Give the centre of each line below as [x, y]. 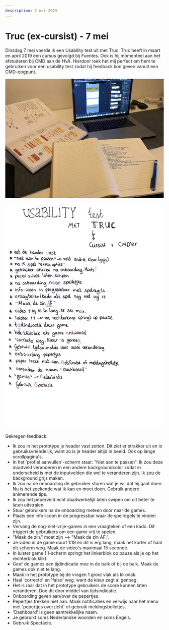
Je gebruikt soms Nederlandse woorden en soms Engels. [72, 617]
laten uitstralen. [28, 505]
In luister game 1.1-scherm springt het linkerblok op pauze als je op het [86, 553]
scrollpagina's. [28, 457]
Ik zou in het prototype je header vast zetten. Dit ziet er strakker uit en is [87, 446]
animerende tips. [30, 494]
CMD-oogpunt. [21, 72]
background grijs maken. [38, 478]
